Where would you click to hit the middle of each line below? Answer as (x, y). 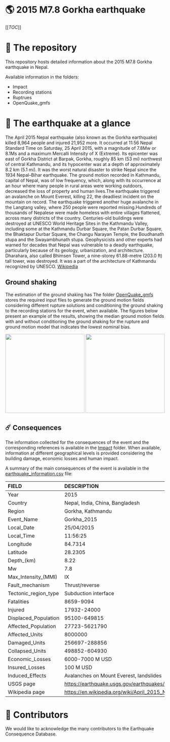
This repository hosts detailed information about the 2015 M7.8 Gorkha (79, 62)
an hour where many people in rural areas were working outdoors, (74, 186)
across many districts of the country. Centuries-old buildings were (74, 218)
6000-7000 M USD (88, 659)
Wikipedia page (26, 692)
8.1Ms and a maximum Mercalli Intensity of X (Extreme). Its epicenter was (81, 153)
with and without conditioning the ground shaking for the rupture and (77, 321)
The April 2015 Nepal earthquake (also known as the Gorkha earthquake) (81, 137)
